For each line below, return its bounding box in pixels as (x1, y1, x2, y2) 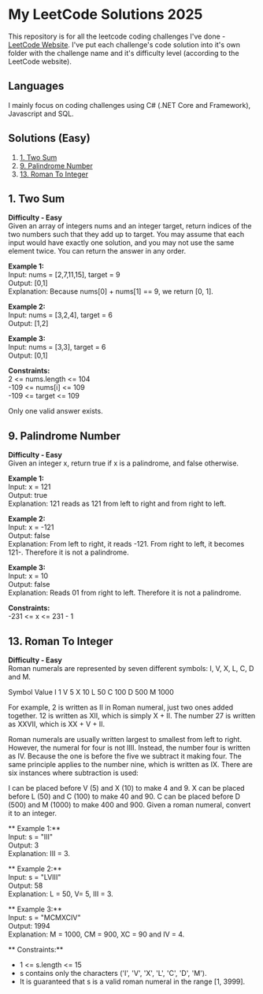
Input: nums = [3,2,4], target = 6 (8, 310, 113, 320)
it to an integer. (8, 809, 57, 818)
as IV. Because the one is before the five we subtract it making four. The (8, 751, 242, 761)
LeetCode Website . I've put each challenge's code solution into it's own (8, 39, 241, 49)
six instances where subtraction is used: (8, 768, 139, 777)
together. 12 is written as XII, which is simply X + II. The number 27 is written (8, 711, 256, 720)
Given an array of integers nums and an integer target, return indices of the (8, 221, 252, 231)
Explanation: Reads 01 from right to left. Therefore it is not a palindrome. (8, 588, 242, 598)
